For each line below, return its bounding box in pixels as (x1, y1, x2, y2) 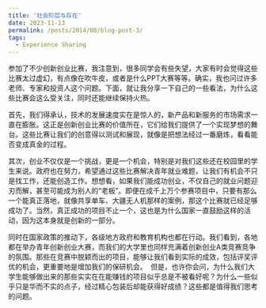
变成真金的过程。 (14, 140, 71, 149)
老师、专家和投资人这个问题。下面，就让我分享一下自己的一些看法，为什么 (8, 84, 251, 93)
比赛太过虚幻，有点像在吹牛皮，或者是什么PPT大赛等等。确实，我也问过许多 (8, 73, 257, 83)
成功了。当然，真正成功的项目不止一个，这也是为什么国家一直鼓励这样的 (8, 206, 244, 216)
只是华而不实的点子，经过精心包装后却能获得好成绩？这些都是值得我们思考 (14, 282, 258, 291)
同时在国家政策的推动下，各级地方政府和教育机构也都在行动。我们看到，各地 (8, 232, 258, 242)
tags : (8, 33, 26, 42)
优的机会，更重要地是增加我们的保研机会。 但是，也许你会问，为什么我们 (8, 262, 248, 272)
